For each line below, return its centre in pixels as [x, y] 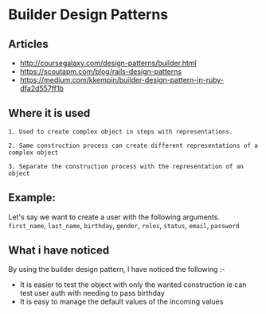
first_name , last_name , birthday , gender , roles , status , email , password [124, 225]
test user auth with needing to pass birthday [92, 293]
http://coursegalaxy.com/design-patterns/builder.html [108, 63]
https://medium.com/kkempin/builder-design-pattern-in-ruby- [122, 80]
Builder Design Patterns [88, 15]
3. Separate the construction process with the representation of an [126, 166]
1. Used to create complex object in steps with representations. [121, 132]
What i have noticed [59, 251]
